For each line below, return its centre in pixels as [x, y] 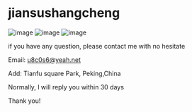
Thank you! [24, 101]
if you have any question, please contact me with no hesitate [97, 46]
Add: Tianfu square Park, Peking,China [64, 73]
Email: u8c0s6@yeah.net [44, 60]
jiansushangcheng [64, 13]
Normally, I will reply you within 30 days [66, 87]
